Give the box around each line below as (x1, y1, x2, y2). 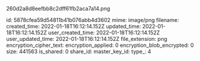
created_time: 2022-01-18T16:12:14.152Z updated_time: (6, 23, 141, 30)
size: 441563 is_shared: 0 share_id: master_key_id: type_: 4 (6, 48, 152, 55)
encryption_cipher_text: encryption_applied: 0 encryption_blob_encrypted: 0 (6, 41, 194, 49)
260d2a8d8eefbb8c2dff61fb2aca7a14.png (6, 5, 110, 12)
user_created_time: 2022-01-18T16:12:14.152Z (48, 29, 160, 36)
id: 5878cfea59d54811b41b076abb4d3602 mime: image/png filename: (6, 17, 179, 23)
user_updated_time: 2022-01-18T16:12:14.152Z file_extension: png (6, 36, 167, 42)
